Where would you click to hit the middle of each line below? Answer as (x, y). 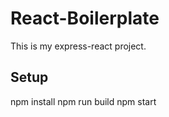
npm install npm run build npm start (83, 101)
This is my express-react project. (78, 46)
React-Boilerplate (85, 18)
